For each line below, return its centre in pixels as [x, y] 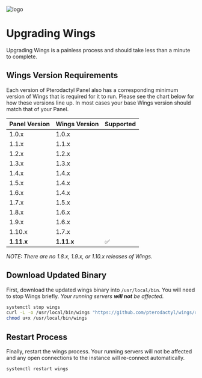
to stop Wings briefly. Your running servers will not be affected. [85, 296]
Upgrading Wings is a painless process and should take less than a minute [98, 50]
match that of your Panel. [38, 109]
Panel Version [29, 124]
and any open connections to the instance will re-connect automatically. [96, 358]
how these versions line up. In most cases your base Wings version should [99, 103]
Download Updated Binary [57, 276]
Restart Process [37, 337]
